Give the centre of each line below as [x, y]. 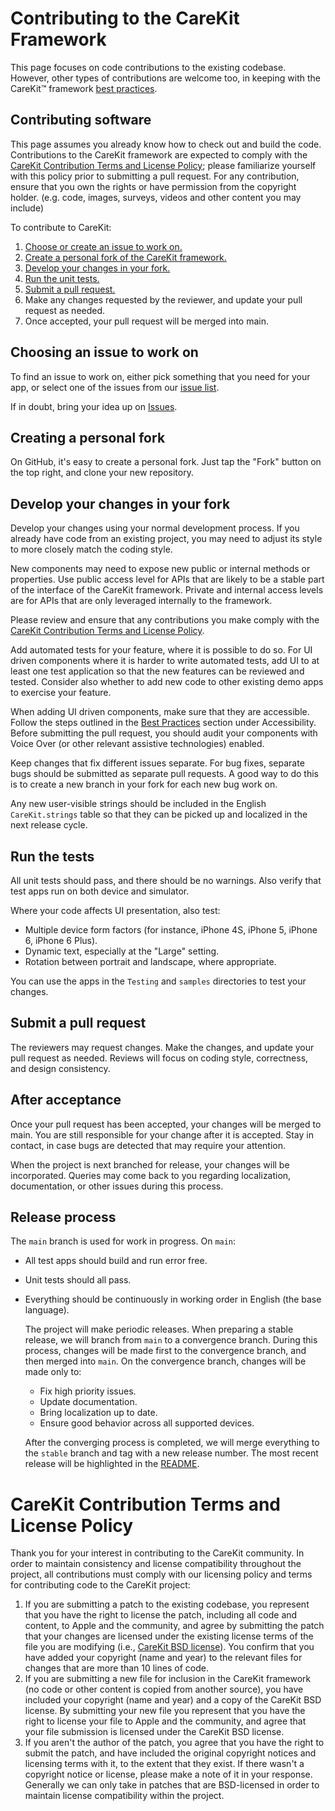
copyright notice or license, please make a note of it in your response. [168, 1774]
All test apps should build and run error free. [116, 1261]
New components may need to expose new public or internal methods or [160, 569]
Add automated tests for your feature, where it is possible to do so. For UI [161, 650]
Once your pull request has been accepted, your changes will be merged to [166, 1124]
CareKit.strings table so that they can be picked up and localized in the [159, 814]
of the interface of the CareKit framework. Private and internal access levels [167, 590]
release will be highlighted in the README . [112, 1464]
